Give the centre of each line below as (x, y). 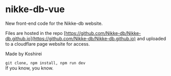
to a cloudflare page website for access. (48, 44)
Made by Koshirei (24, 54)
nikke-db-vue (35, 9)
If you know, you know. (29, 68)
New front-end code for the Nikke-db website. (54, 23)
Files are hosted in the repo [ (35, 33)
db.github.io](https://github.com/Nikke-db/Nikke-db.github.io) (71, 39)
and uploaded (152, 39)
